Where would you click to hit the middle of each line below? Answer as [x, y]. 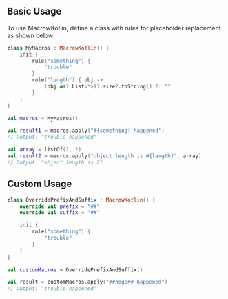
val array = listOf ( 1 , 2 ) [44, 150]
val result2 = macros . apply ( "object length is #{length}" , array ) [104, 156]
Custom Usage [40, 184]
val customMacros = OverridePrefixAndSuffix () [75, 270]
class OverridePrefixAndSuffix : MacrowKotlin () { [81, 200]
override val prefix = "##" [60, 206]
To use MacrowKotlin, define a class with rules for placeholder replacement [114, 28]
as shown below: [31, 35]
